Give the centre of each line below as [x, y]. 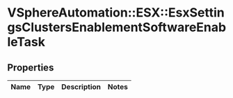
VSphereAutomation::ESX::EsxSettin [116, 13]
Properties [31, 67]
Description [81, 87]
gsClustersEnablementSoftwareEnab [117, 27]
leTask [26, 42]
